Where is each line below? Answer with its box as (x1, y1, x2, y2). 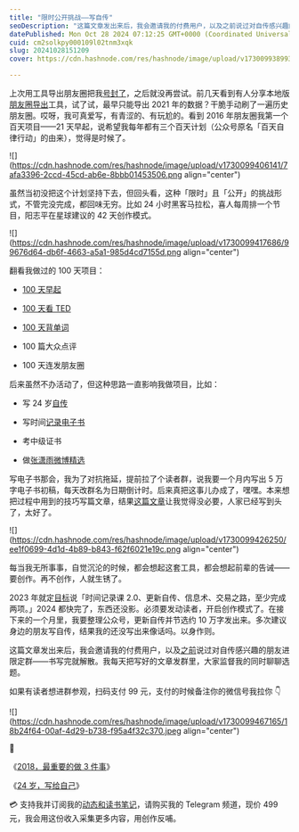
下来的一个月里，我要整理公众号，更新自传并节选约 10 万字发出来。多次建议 (9, 614, 287, 625)
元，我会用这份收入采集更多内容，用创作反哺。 (9, 813, 181, 823)
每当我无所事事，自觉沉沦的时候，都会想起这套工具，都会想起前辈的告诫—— (9, 563, 290, 573)
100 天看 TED (21, 303, 71, 313)
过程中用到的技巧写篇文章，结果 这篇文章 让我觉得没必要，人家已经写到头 (16, 496, 282, 507)
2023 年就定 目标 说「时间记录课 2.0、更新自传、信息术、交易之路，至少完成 (9, 592, 287, 603)
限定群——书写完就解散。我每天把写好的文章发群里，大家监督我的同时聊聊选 (9, 656, 290, 666)
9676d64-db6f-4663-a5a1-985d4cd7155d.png (9, 247, 182, 257)
